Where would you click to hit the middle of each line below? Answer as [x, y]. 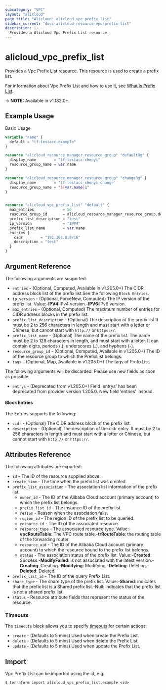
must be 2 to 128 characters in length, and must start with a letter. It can [85, 341]
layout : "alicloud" [25, 14]
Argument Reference [38, 267]
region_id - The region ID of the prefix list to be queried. [77, 518]
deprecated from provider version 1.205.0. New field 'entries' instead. [83, 391]
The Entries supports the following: [41, 414]
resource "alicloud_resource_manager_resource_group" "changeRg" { [76, 178]
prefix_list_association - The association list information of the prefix [85, 487]
